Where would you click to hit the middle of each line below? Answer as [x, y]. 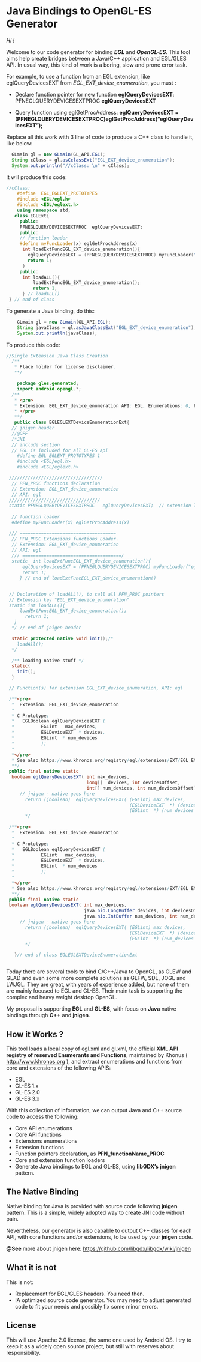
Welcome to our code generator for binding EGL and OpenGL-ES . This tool [98, 52]
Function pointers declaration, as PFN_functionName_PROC [89, 1154]
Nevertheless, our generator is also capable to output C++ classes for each [99, 1230]
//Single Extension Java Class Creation [57, 356]
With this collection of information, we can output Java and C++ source [94, 1110]
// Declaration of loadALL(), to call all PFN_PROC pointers [86, 594]
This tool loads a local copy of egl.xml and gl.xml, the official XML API [92, 1049]
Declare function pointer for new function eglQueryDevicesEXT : [95, 94]
